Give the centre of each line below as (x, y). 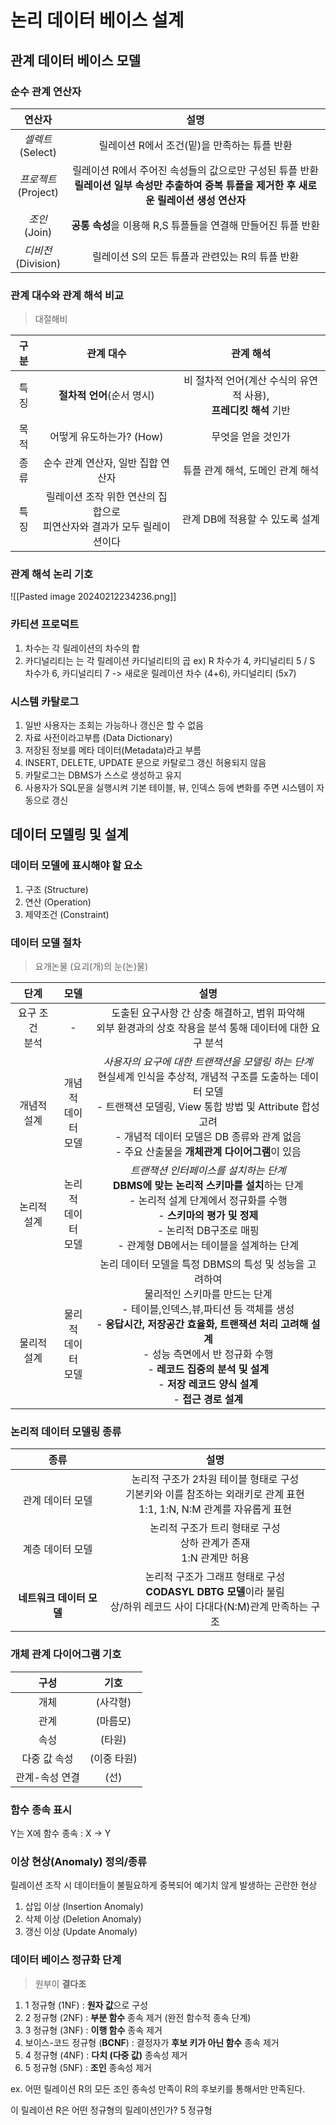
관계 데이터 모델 (57, 1501)
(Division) (38, 263)
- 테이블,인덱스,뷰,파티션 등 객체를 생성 (208, 1309)
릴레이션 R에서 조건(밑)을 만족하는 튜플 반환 (195, 145)
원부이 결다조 (60, 1983)
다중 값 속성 (47, 1758)
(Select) (38, 152)
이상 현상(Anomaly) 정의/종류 (79, 1861)
